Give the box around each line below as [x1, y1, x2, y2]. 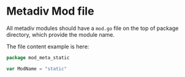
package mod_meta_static [6, 54, 70, 61]
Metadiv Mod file [6, 4, 94, 18]
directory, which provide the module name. [6, 31, 115, 38]
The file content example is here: [6, 43, 89, 50]
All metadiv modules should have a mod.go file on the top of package [6, 24, 179, 32]
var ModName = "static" [6, 65, 67, 71]
